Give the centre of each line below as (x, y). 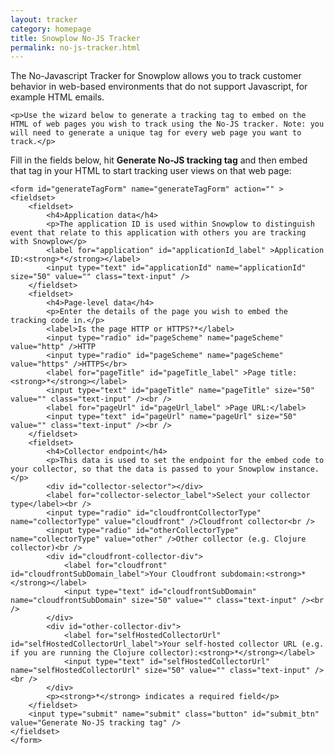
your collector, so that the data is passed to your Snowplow (142, 469)
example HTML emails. (57, 97)
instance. (299, 469)
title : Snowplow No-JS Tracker (75, 38)
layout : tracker (44, 19)
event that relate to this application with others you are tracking (158, 233)
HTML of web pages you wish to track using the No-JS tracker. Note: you (167, 124)
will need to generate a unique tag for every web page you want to (156, 133)
